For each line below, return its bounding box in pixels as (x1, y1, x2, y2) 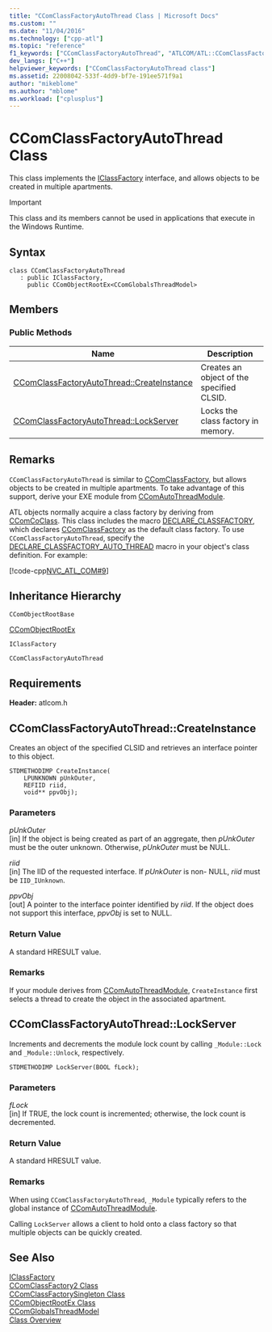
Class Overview (9, 1315, 61, 1325)
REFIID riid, (23, 781, 68, 789)
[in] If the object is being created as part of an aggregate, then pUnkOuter (9, 834, 255, 844)
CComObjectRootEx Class (9, 1298, 96, 1308)
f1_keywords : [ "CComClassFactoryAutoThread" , (9, 49, 165, 57)
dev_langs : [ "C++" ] (9, 57, 75, 66)
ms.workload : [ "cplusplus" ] (9, 95, 104, 103)
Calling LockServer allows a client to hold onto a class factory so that (9, 1219, 237, 1228)
